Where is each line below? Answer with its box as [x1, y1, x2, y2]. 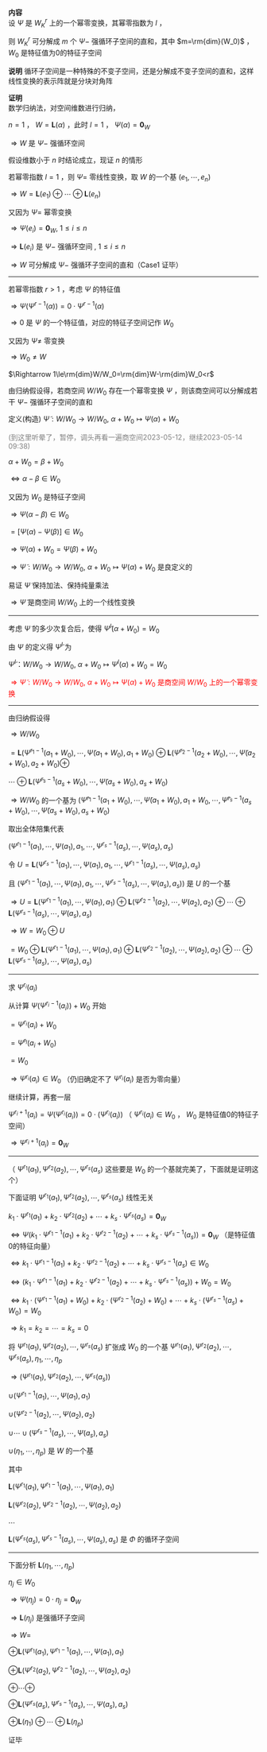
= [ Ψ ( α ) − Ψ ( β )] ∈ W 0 [10, 526, 83, 538]
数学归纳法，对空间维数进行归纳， [8, 103, 120, 112]
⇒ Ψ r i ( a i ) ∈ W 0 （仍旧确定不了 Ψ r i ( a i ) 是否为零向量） [10, 1072, 185, 1086]
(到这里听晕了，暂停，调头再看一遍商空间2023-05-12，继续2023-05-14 [8, 432, 243, 442]
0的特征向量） [8, 1241, 55, 1250]
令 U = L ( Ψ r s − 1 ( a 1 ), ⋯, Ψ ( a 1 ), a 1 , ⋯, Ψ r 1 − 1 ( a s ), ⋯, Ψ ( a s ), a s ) [8, 859, 201, 871]
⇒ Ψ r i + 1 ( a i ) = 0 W [10, 1137, 69, 1149]
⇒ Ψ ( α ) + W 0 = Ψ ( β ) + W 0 [10, 544, 98, 556]
